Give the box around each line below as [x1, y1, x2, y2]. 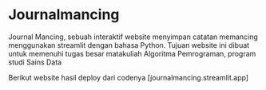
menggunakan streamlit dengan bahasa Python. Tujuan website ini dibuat [8, 40, 250, 49]
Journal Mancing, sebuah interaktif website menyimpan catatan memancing [8, 32, 258, 41]
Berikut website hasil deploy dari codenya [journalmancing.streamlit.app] [8, 72, 249, 82]
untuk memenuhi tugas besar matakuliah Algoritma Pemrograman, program [8, 49, 256, 58]
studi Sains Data [8, 57, 62, 67]
